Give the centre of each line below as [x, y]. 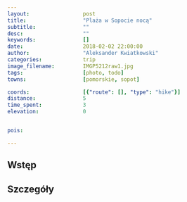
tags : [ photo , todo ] [66, 72]
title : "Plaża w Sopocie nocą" [80, 20]
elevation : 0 [47, 112]
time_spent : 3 [47, 105]
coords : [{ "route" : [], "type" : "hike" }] [94, 92]
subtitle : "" [49, 27]
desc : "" [49, 33]
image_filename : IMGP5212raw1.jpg [70, 66]
